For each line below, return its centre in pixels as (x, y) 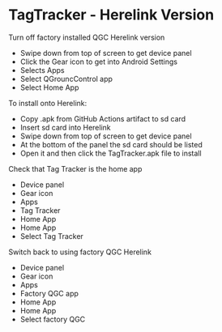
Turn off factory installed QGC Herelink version (87, 37)
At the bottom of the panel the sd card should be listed (111, 144)
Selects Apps (42, 70)
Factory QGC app (49, 293)
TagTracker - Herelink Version (111, 15)
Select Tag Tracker (51, 236)
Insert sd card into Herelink (65, 127)
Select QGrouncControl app (66, 79)
